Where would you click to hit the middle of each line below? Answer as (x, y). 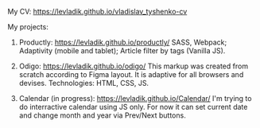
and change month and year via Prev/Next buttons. (102, 115)
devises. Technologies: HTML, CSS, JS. (83, 83)
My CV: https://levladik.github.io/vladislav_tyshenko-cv (97, 12)
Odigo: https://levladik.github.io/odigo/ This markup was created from (133, 66)
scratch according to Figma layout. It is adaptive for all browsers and (131, 74)
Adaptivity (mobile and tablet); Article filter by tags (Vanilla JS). (122, 50)
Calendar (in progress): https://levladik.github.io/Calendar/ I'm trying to (135, 98)
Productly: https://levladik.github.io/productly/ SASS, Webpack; (123, 42)
